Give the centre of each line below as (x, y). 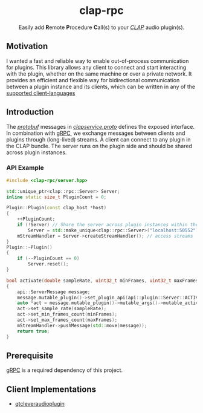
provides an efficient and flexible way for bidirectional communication (93, 80)
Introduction (30, 112)
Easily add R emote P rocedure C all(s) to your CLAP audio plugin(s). (101, 27)
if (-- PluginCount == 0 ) (48, 259)
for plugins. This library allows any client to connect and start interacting (96, 67)
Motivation (27, 46)
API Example (25, 168)
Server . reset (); (48, 264)
